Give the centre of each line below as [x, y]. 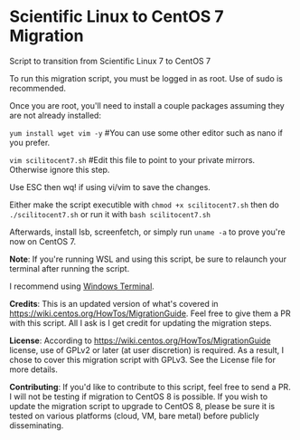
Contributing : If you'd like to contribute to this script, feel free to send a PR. [150, 387]
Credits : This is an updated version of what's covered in [114, 303]
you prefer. [30, 142]
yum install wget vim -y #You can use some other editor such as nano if [146, 132]
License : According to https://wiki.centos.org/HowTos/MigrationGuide [140, 340]
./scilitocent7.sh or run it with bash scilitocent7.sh [110, 214]
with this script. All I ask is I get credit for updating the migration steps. [141, 322]
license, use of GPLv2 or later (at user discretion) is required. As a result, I [147, 349]
